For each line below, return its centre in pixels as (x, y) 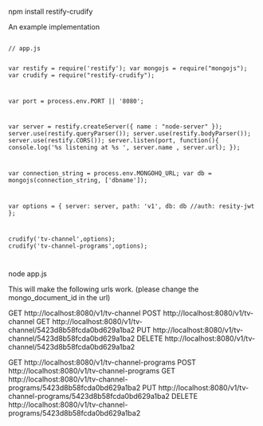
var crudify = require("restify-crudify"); (82, 75)
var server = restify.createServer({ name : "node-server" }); (116, 127)
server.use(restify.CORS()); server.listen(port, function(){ (114, 141)
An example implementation (54, 27)
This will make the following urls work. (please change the (104, 289)
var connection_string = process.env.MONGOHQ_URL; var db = (110, 174)
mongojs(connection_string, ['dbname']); (78, 181)
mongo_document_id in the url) (59, 297)
